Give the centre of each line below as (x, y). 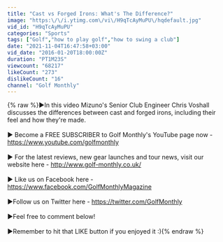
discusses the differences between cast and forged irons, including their (111, 113)
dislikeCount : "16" (36, 79)
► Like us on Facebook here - (50, 180)
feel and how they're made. (46, 120)
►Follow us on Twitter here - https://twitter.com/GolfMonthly (95, 202)
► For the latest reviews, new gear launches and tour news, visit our (106, 157)
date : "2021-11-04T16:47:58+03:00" (59, 46)
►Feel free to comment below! (51, 217)
